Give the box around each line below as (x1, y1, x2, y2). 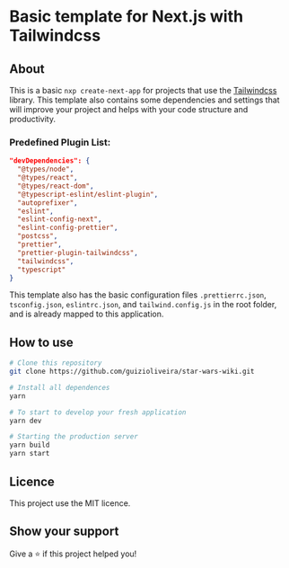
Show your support (9, 524, 119, 539)
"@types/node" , (17, 164, 74, 174)
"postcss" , (17, 232, 58, 241)
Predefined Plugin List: (9, 136, 111, 148)
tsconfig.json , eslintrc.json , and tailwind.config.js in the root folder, (9, 299, 277, 310)
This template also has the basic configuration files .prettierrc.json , (9, 289, 267, 300)
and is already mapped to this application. (9, 308, 164, 320)
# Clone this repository (9, 359, 102, 368)
